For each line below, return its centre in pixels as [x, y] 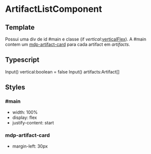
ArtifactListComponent [54, 9]
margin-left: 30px [30, 146]
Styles [15, 87]
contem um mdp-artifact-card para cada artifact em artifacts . [68, 44]
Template [20, 27]
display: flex [24, 117]
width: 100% [25, 112]
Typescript [22, 60]
